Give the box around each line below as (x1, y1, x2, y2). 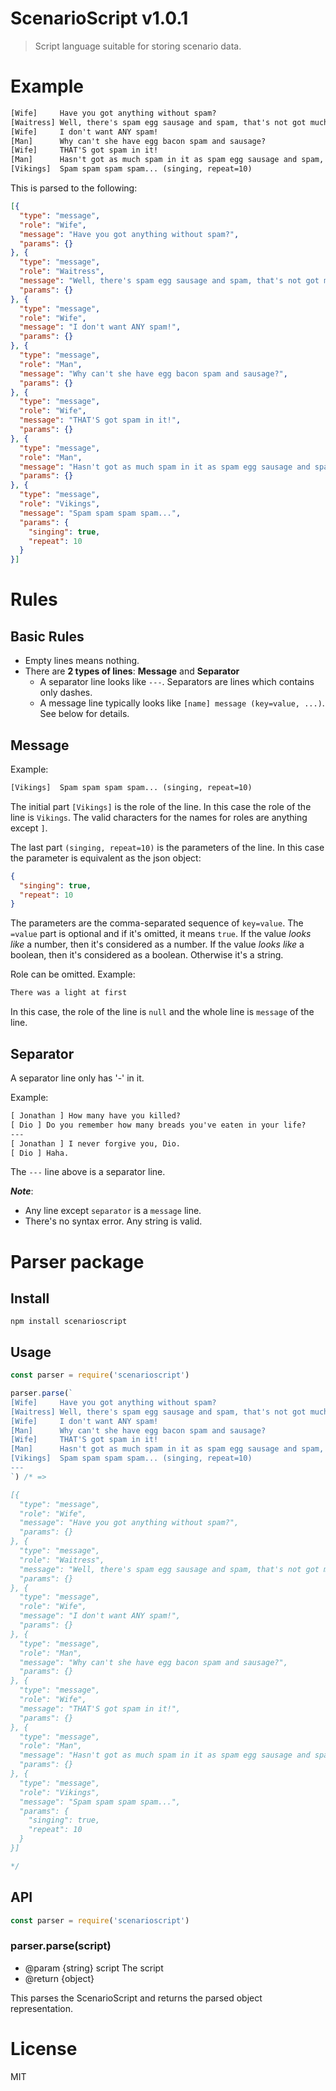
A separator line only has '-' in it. (10, 1072, 145, 1084)
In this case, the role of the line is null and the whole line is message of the (10, 1006, 315, 1018)
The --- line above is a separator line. (10, 1166, 166, 1178)
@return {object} (24, 1972, 95, 1984)
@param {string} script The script (24, 1962, 164, 1974)
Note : (10, 1185, 34, 1197)
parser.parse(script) (10, 1939, 112, 1953)
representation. (10, 2002, 73, 2014)
